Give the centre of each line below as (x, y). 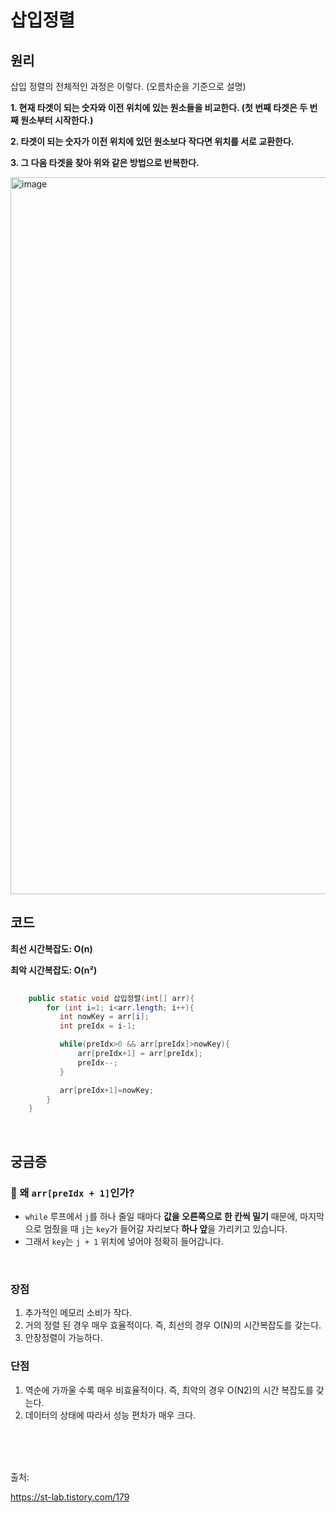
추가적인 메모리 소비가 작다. (78, 1313)
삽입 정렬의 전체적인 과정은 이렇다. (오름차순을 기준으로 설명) (128, 86)
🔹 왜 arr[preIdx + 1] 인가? (72, 1193)
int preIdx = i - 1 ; (98, 1026)
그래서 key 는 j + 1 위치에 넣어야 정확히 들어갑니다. (124, 1241)
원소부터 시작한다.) (57, 120)
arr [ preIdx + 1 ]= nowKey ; (107, 1090)
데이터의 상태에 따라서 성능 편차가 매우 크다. (110, 1415)
